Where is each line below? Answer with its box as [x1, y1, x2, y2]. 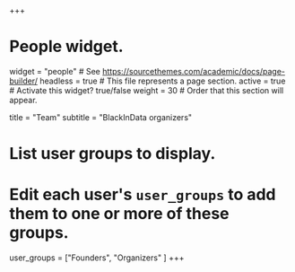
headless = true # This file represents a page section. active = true [39, 75, 286, 86]
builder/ [9, 75, 39, 86]
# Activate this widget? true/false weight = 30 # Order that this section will [9, 84, 284, 95]
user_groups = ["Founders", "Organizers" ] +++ [9, 252, 185, 263]
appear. [9, 94, 38, 105]
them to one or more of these [9, 204, 230, 224]
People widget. [9, 37, 124, 57]
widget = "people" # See [9, 66, 101, 76]
